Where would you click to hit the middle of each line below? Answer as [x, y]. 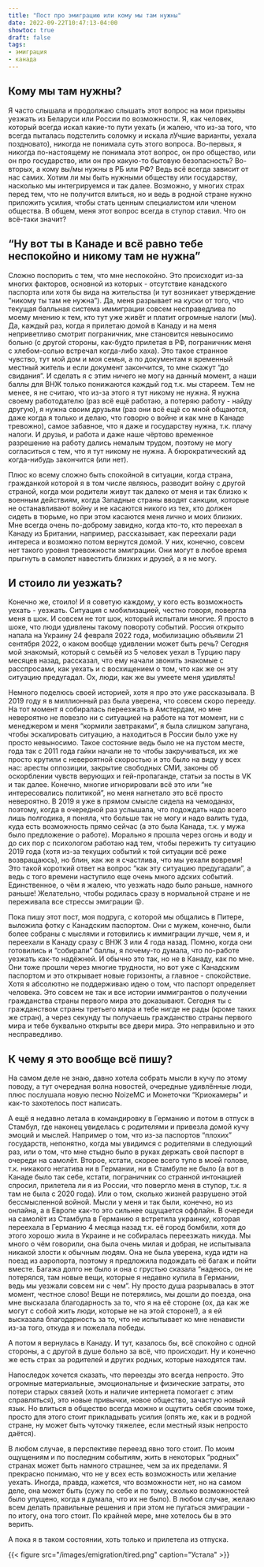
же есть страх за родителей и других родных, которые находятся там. [127, 1360]
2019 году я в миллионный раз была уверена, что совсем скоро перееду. [132, 701]
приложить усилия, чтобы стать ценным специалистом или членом [122, 202]
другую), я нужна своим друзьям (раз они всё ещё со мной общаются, [128, 409]
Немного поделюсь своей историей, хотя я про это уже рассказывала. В [132, 693]
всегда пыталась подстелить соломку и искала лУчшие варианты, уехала [132, 136]
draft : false [30, 37]
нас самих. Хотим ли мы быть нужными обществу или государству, [123, 177]
